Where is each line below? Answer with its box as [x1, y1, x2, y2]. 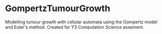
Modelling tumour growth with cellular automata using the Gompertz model [5, 19, 158, 25]
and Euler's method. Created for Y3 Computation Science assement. [5, 24, 144, 30]
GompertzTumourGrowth [5, 3, 111, 14]
